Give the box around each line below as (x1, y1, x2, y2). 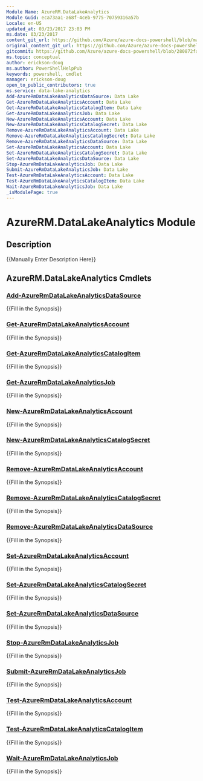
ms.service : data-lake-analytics (6, 88, 91, 94)
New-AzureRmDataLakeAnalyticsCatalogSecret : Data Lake (6, 122, 147, 128)
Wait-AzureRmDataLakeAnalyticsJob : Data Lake (6, 184, 123, 190)
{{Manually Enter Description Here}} (6, 255, 97, 263)
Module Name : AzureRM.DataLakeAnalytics (6, 8, 110, 15)
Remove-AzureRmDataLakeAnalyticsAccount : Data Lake (6, 127, 139, 133)
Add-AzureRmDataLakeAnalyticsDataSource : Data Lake (6, 93, 139, 99)
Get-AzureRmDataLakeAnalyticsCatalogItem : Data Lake (6, 104, 142, 111)
